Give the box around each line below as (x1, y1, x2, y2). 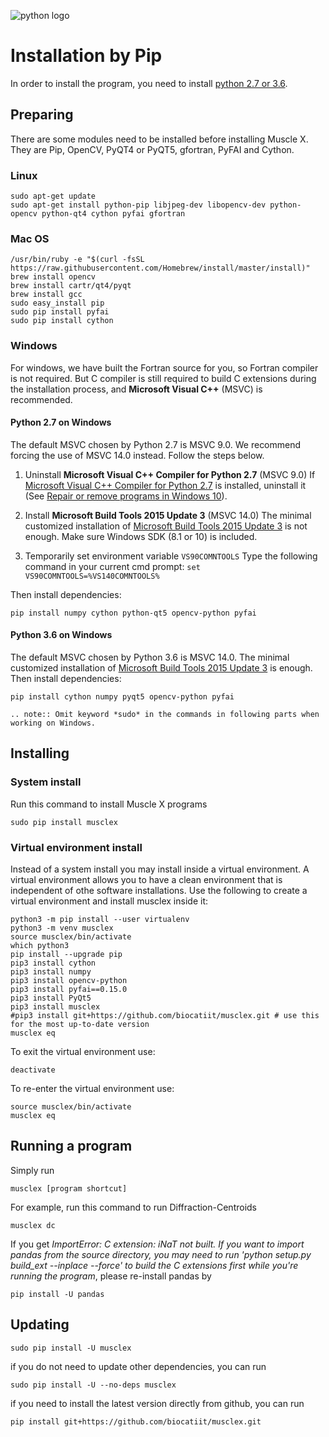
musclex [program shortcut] (10, 1183, 128, 1194)
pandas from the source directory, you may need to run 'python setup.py (10, 1248, 312, 1260)
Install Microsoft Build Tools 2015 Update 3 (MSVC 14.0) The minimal (24, 509, 312, 521)
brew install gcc (10, 290, 83, 300)
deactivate (10, 1065, 56, 1075)
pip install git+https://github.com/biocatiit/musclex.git (10, 1416, 262, 1427)
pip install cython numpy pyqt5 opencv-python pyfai (10, 692, 235, 702)
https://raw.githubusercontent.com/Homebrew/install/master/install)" (10, 263, 311, 274)
